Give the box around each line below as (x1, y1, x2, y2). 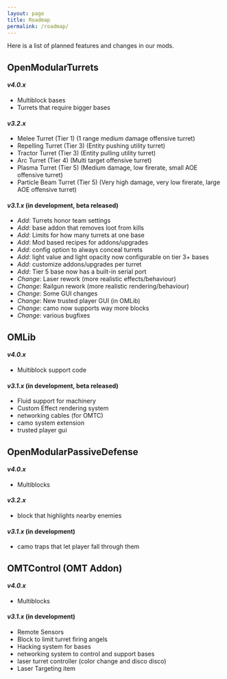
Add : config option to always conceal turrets (16, 245, 143, 254)
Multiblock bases (16, 96, 66, 104)
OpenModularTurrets (7, 61, 99, 73)
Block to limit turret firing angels (16, 635, 108, 643)
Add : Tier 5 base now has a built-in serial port (16, 267, 147, 276)
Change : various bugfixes (16, 311, 91, 320)
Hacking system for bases (16, 642, 91, 650)
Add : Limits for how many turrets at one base (16, 231, 145, 239)
